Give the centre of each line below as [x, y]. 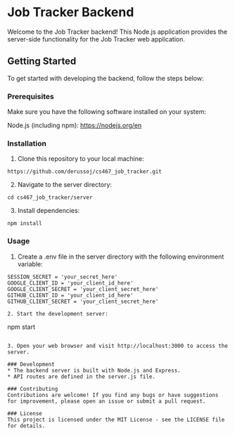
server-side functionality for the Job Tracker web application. [96, 39]
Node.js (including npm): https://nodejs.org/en [75, 125]
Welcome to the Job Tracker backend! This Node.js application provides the [117, 32]
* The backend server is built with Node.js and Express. [94, 370]
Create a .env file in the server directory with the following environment [121, 257]
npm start [21, 327]
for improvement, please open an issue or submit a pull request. [107, 401]
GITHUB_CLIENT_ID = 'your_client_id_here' [70, 295]
